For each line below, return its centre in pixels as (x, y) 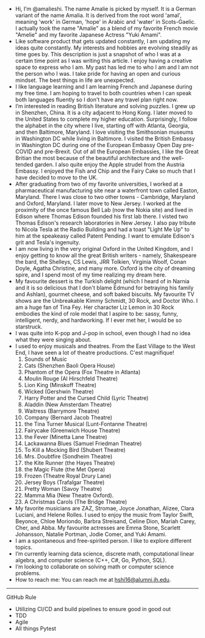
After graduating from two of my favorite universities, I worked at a (99, 184)
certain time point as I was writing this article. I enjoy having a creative (103, 61)
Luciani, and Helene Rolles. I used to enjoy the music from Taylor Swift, (104, 515)
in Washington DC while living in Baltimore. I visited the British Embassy (105, 139)
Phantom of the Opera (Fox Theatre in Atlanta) (82, 372)
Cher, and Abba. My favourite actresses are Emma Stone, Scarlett (98, 528)
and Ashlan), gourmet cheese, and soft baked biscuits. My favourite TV (105, 294)
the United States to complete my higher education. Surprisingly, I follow (106, 119)
